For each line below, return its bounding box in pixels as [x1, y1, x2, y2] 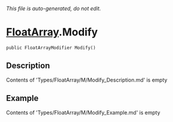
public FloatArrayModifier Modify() [6, 45, 96, 50]
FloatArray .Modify [6, 26, 98, 39]
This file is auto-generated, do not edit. [6, 5, 101, 12]
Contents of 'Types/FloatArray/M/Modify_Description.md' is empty [6, 76, 168, 83]
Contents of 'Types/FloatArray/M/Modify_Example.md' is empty [6, 109, 161, 116]
